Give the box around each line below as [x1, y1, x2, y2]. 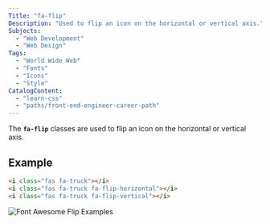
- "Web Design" [15, 42, 67, 50]
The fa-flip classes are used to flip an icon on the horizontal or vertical [8, 124, 247, 134]
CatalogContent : [8, 86, 63, 95]
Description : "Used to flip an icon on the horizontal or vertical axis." [8, 19, 264, 27]
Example [8, 156, 53, 169]
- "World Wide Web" [15, 57, 81, 65]
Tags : [8, 49, 27, 57]
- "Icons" [15, 72, 48, 80]
